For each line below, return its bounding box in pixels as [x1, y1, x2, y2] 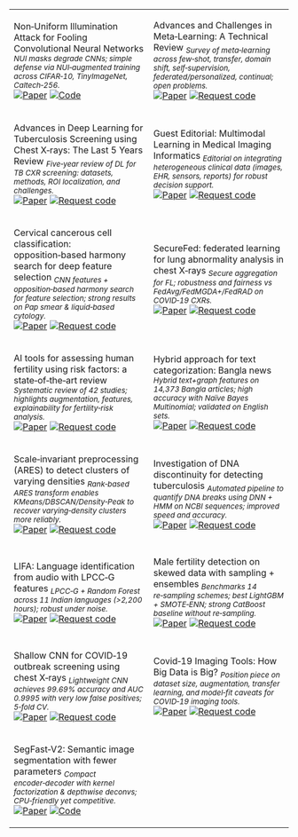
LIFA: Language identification [13, 559, 135, 572]
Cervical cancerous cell [13, 226, 113, 239]
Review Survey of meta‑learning [153, 42, 271, 56]
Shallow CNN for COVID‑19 [13, 649, 129, 661]
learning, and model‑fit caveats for [153, 688, 275, 698]
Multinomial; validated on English [153, 401, 269, 412]
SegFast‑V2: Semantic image [13, 743, 135, 755]
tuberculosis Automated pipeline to [153, 479, 284, 494]
